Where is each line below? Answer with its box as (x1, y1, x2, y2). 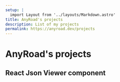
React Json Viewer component (5, 68, 106, 77)
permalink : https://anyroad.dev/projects (5, 26, 95, 32)
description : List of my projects (5, 21, 79, 27)
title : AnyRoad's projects (5, 17, 63, 22)
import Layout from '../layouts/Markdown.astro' (10, 12, 116, 17)
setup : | (5, 7, 24, 13)
